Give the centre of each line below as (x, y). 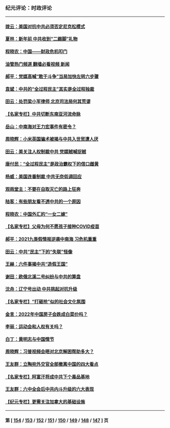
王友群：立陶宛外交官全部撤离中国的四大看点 (52, 364)
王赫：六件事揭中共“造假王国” (37, 264)
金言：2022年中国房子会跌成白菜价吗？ (46, 314)
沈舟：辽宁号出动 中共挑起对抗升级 (41, 289)
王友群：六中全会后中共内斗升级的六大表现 (50, 389)
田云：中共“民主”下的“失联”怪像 (39, 252)
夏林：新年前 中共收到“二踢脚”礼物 (41, 39)
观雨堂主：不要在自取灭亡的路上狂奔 (43, 189)
